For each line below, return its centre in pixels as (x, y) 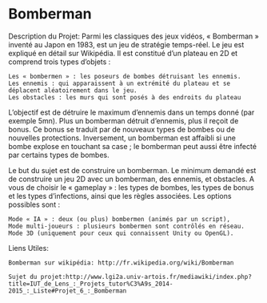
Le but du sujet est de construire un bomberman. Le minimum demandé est (132, 170)
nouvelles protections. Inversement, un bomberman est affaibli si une (122, 138)
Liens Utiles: (29, 248)
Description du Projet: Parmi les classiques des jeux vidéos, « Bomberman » (134, 36)
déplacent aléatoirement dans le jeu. (73, 90)
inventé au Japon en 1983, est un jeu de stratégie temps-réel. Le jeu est (126, 44)
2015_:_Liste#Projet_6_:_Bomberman (68, 291)
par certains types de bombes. (59, 155)
